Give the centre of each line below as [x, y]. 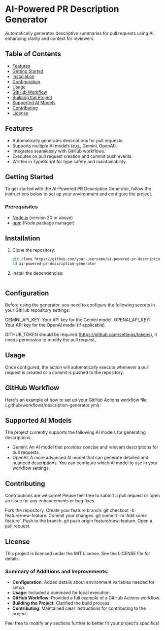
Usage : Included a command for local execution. [62, 593]
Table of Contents [33, 54]
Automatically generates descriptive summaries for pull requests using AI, [80, 33]
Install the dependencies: [38, 273]
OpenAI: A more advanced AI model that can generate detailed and [80, 458]
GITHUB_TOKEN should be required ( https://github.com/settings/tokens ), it [81, 334]
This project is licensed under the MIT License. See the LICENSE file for [78, 554]
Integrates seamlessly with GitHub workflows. [59, 151]
